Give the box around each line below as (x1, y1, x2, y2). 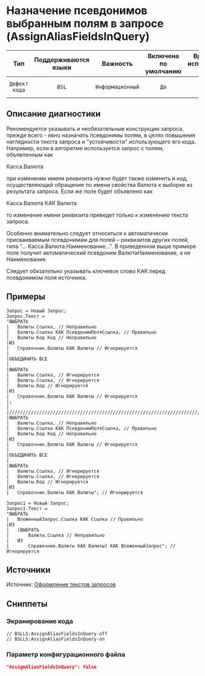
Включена (147, 51, 179, 60)
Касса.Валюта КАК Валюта (6, 199, 77, 206)
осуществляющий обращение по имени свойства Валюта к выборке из (6, 181, 193, 188)
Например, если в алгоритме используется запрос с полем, (6, 144, 164, 151)
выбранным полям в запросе (6, 16, 164, 31)
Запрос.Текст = (6, 313, 45, 319)
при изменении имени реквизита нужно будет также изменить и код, (6, 175, 188, 182)
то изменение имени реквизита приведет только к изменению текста (6, 211, 189, 219)
